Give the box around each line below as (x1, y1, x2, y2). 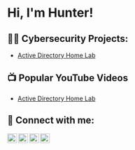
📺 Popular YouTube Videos (7, 72, 128, 84)
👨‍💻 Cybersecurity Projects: (7, 33, 129, 45)
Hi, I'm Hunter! (7, 5, 94, 21)
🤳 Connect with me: (7, 114, 94, 126)
